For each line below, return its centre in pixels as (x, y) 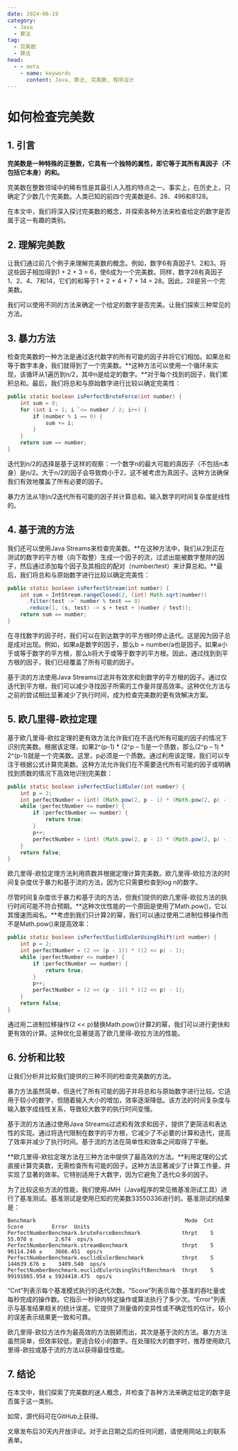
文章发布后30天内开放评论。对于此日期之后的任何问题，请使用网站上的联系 (117, 1431)
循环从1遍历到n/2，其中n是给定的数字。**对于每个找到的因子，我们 (124, 374)
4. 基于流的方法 (41, 530)
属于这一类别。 (35, 1401)
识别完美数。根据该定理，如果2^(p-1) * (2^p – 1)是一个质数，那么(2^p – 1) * (116, 746)
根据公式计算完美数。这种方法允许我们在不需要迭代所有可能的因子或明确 (125, 764)
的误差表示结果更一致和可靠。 (51, 1317)
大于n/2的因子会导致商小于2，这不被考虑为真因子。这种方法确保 (135, 473)
